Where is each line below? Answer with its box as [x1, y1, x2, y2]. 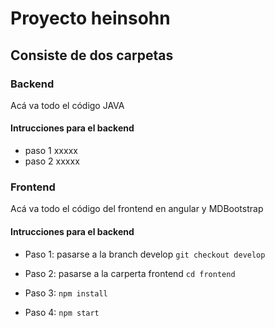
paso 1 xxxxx [24, 145, 78, 157]
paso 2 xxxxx [24, 155, 80, 167]
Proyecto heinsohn [10, 7, 171, 30]
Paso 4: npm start [24, 306, 100, 318]
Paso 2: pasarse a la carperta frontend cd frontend [24, 267, 236, 279]
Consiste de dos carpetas [10, 47, 174, 64]
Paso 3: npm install [24, 287, 108, 299]
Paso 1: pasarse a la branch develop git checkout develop [24, 248, 266, 260]
